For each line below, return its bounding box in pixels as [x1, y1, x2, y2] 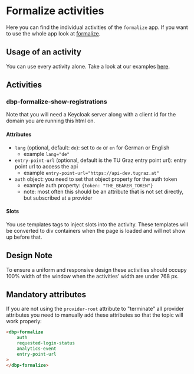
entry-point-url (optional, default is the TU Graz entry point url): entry [14, 157, 187, 164]
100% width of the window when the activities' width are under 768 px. [6, 272, 179, 279]
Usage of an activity [6, 47, 81, 57]
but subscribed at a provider [23, 194, 93, 201]
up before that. [6, 233, 42, 240]
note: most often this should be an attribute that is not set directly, [23, 188, 184, 195]
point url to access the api [14, 162, 78, 170]
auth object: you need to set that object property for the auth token [14, 175, 177, 183]
